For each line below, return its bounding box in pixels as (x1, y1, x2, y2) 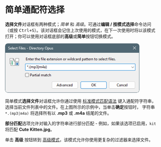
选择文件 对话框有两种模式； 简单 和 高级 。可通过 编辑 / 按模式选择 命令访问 (5, 21, 151, 27)
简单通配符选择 (5, 4, 65, 15)
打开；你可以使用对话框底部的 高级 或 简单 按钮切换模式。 (5, 33, 115, 39)
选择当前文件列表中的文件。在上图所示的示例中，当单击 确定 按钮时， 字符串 (5, 104, 155, 110)
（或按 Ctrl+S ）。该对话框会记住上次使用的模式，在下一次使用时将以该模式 (5, 27, 156, 33)
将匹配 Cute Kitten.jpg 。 (5, 126, 55, 132)
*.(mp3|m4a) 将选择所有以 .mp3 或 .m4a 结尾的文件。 (5, 110, 112, 116)
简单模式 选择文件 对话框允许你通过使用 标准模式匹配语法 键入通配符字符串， (5, 98, 156, 104)
